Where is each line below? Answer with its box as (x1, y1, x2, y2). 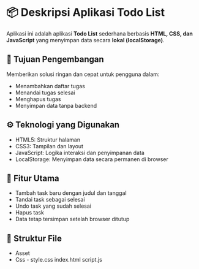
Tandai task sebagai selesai (15, 196, 85, 203)
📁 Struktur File (6, 233, 62, 243)
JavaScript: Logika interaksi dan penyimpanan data (15, 149, 145, 156)
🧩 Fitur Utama (6, 173, 59, 183)
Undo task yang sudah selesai (15, 202, 92, 210)
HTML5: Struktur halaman (15, 136, 81, 143)
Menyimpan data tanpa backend (15, 102, 97, 109)
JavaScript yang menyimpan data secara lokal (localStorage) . (6, 36, 165, 44)
